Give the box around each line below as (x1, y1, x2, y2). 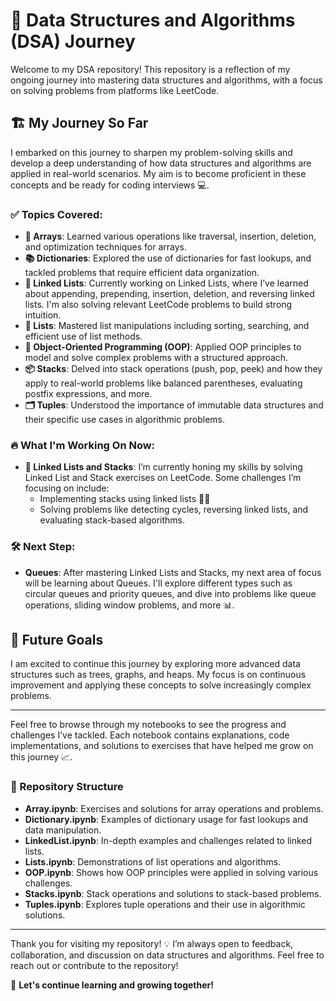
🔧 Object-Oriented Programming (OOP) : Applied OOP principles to (24, 341, 302, 353)
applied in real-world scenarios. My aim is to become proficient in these (10, 167, 307, 179)
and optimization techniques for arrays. (24, 241, 188, 253)
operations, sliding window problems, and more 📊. (24, 599, 235, 611)
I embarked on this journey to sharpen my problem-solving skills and (10, 146, 293, 158)
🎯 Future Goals (10, 632, 104, 649)
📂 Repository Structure (10, 780, 124, 794)
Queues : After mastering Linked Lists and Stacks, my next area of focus (24, 566, 322, 578)
